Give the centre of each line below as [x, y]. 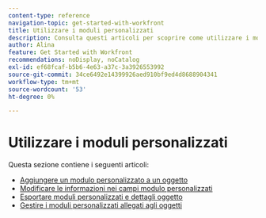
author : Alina [32, 45]
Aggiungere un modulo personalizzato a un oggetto [104, 180]
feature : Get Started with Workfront [70, 52]
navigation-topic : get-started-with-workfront [86, 23]
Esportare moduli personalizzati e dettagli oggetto [101, 197]
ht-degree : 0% [32, 97]
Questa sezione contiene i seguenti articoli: [78, 165]
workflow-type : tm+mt [44, 82]
